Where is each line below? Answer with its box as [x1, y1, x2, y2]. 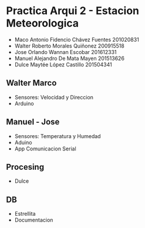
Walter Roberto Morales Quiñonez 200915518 [14, 42, 124, 49]
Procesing [6, 162, 45, 172]
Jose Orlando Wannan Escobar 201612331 [14, 48, 117, 55]
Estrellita [14, 210, 36, 217]
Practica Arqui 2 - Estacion [6, 4, 140, 18]
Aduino [14, 139, 32, 146]
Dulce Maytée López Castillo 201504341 [14, 61, 113, 68]
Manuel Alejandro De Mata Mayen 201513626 [14, 55, 125, 62]
